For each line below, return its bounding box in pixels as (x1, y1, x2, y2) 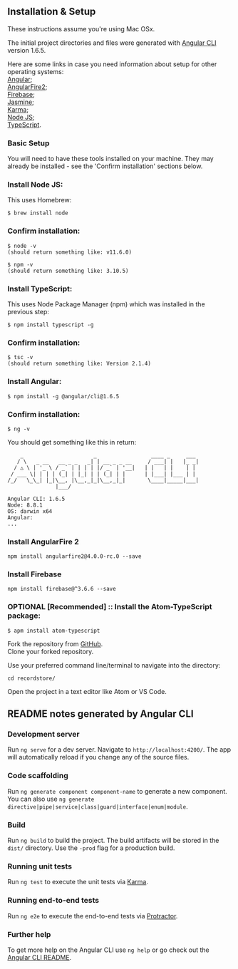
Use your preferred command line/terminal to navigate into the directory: (7, 660, 221, 669)
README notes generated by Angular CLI (7, 708, 194, 720)
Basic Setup (7, 138, 50, 148)
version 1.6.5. (7, 46, 46, 54)
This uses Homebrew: (7, 196, 72, 204)
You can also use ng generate (7, 794, 95, 803)
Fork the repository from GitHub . (7, 639, 103, 648)
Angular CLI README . (7, 953, 72, 961)
